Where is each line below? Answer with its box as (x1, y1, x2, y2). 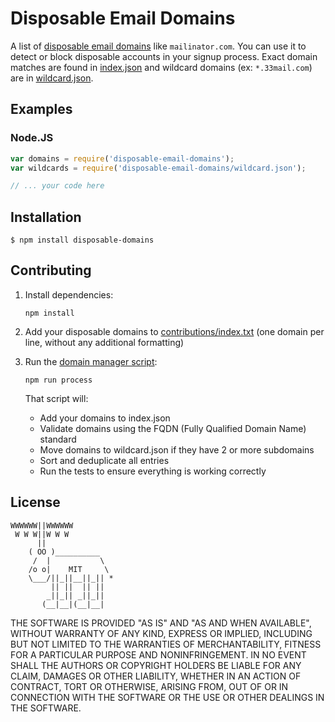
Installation (10, 208, 82, 226)
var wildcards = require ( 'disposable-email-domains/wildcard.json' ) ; (10, 163, 307, 173)
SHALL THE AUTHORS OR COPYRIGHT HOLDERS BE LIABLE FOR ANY (10, 659, 302, 671)
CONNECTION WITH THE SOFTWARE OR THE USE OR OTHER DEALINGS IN (10, 691, 325, 703)
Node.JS (10, 131, 54, 145)
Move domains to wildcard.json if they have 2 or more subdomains (39, 443, 315, 456)
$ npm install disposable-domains (10, 235, 155, 246)
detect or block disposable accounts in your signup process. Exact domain (10, 50, 318, 62)
